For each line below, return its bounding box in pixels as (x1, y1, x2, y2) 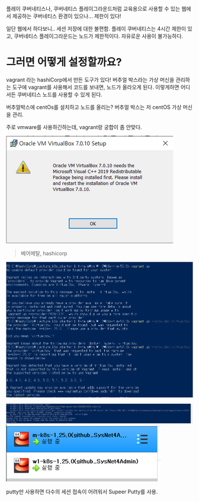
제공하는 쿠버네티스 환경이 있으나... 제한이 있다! (12, 12, 121, 20)
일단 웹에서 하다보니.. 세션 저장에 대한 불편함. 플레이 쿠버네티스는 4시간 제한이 (6, 25, 187, 32)
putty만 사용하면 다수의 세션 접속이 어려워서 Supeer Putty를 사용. (6, 488, 158, 495)
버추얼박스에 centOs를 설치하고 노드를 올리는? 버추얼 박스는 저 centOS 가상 (6, 103, 182, 111)
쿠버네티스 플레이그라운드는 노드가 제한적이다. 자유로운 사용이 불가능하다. (14, 33, 184, 40)
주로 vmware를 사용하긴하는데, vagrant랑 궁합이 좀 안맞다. (6, 123, 142, 130)
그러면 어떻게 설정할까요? (6, 56, 123, 69)
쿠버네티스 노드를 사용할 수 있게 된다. (17, 91, 102, 98)
